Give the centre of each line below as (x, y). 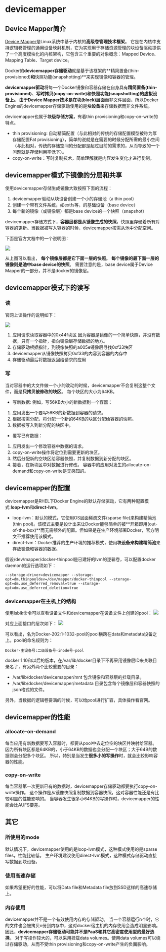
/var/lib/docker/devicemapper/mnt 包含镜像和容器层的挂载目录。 (78, 677)
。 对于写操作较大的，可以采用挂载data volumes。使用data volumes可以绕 (85, 938)
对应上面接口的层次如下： (31, 623)
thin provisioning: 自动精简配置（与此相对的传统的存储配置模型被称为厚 (84, 133)
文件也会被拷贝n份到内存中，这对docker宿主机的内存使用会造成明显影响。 (85, 926)
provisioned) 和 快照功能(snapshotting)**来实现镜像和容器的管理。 (72, 77)
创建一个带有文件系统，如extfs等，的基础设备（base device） (75, 205)
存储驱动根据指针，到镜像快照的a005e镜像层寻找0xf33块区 (73, 347)
